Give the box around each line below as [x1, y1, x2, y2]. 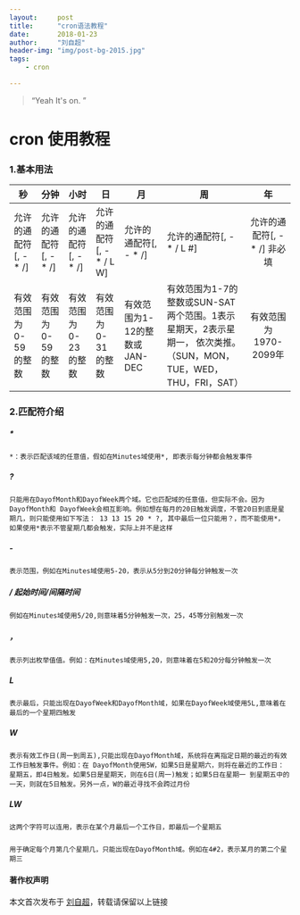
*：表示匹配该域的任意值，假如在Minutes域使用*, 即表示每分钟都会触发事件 [9, 453, 253, 462]
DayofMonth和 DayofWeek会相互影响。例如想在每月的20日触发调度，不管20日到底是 [9, 505, 279, 514]
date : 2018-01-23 [9, 29, 98, 38]
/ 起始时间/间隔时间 [9, 586, 80, 597]
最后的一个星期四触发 [9, 709, 76, 718]
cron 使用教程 [9, 129, 111, 150]
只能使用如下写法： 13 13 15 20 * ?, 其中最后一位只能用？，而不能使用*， [35, 514, 285, 523]
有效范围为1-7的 [166, 283, 238, 295]
